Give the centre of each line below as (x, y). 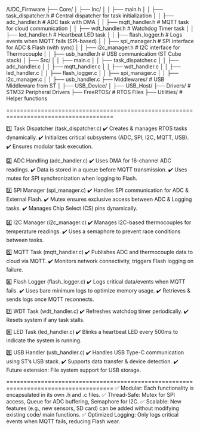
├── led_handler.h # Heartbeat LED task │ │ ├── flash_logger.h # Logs (94, 35)
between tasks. (25, 240)
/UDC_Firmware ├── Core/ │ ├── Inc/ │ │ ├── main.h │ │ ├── (85, 9)
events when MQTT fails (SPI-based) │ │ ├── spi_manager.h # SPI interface (100, 41)
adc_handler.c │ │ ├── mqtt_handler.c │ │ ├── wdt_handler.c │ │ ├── (93, 67)
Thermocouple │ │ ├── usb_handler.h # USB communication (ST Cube (94, 54)
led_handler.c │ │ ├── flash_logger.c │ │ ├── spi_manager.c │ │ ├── (93, 73)
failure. (15, 269)
